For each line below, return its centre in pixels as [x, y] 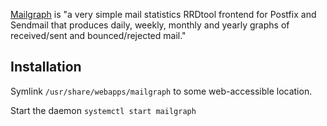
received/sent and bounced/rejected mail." [98, 35]
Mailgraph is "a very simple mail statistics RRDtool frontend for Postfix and [163, 14]
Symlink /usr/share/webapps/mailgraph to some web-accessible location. [161, 91]
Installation [46, 67]
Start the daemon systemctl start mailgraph [103, 110]
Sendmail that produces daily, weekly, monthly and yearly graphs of [150, 25]
